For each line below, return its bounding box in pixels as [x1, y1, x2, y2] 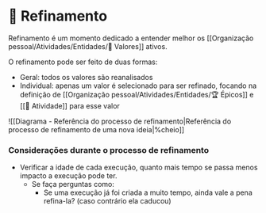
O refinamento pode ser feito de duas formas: [8, 57, 158, 67]
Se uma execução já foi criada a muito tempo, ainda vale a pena [43, 188, 253, 197]
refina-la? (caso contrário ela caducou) [43, 196, 172, 206]
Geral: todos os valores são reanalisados [19, 72, 153, 82]
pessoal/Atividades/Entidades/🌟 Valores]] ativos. [8, 41, 168, 51]
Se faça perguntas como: [31, 180, 115, 189]
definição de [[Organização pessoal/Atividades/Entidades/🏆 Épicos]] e [19, 89, 254, 99]
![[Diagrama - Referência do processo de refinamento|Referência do [8, 116, 232, 126]
